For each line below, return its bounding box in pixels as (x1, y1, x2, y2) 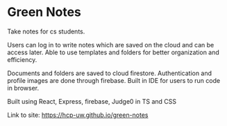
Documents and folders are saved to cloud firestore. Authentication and (7, 69, 212, 77)
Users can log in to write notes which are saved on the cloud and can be (7, 40, 215, 49)
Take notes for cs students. (7, 27, 85, 36)
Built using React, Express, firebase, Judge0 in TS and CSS (7, 97, 177, 105)
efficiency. (7, 55, 37, 63)
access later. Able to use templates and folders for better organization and (7, 48, 220, 56)
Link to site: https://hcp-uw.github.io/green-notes (7, 111, 149, 119)
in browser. (7, 84, 40, 92)
